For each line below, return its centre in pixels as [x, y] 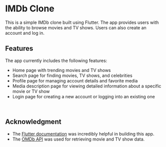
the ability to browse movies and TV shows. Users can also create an [76, 27]
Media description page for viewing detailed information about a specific [87, 86]
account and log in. [25, 33]
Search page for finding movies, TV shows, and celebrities [72, 75]
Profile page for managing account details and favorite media [75, 80]
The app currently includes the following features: [56, 61]
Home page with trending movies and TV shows [61, 70]
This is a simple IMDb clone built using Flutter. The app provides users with [82, 22]
